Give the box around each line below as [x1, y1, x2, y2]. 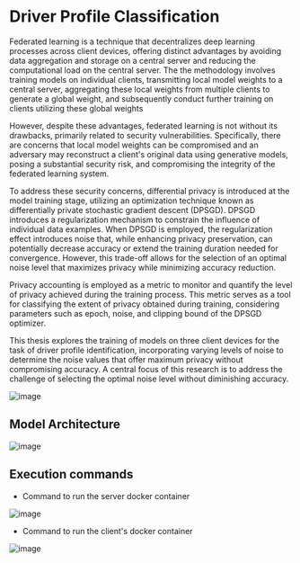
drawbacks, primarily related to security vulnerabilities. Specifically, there [9, 130, 281, 140]
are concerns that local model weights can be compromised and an [9, 139, 259, 150]
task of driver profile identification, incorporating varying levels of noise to [9, 344, 285, 355]
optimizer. [9, 317, 47, 328]
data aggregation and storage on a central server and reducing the [9, 55, 256, 66]
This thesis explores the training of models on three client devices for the [9, 335, 280, 345]
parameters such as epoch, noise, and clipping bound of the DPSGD [9, 308, 262, 318]
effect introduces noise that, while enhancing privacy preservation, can [9, 233, 273, 244]
